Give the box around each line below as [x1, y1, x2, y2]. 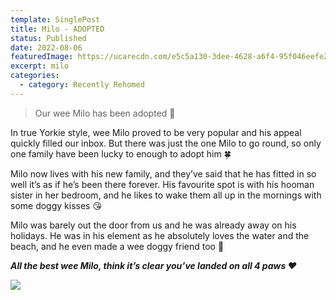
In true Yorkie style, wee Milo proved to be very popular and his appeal [10, 126, 302, 138]
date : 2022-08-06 [10, 42, 83, 53]
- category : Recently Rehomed [19, 80, 145, 90]
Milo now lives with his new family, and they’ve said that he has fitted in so [10, 167, 317, 180]
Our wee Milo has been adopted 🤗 [34, 107, 176, 119]
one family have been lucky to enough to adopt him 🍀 [10, 147, 232, 160]
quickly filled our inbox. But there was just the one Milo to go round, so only [10, 137, 322, 149]
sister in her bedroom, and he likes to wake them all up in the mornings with [10, 189, 322, 201]
